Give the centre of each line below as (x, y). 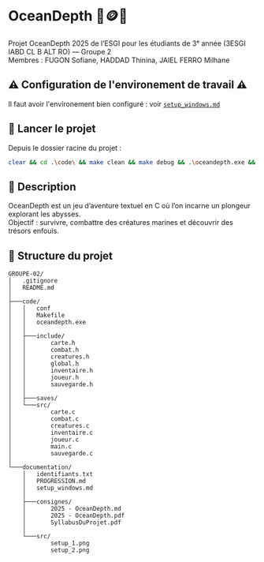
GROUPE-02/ (26, 274)
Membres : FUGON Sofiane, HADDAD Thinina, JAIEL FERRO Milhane (119, 60)
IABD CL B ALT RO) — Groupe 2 (60, 51)
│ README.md (32, 288)
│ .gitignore (33, 281)
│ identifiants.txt (58, 474)
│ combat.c (44, 419)
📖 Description (42, 187)
